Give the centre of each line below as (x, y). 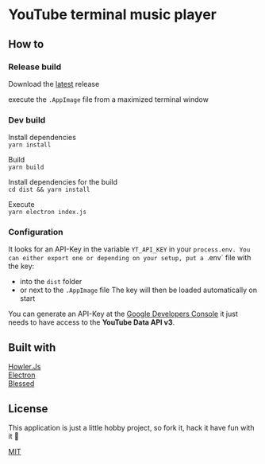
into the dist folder (51, 282)
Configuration (36, 232)
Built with (32, 347)
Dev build (27, 119)
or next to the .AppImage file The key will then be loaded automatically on (138, 290)
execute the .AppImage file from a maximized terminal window (108, 99)
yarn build (26, 168)
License (28, 409)
